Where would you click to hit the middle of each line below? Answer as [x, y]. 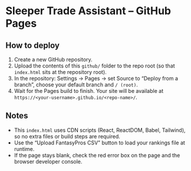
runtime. [24, 149]
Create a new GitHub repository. [53, 59]
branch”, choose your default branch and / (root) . [76, 85]
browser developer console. [48, 162]
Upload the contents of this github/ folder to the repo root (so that [94, 66]
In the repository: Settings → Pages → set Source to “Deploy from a [96, 78]
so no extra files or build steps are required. [67, 136]
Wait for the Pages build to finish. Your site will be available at [88, 91]
